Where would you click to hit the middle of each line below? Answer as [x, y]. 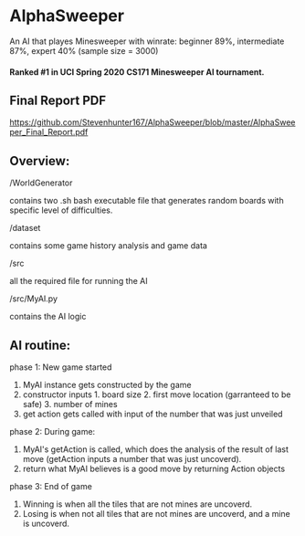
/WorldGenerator [41, 183]
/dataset [25, 228]
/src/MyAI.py [33, 299]
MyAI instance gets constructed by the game [107, 384]
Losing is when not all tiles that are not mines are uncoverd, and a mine [156, 513]
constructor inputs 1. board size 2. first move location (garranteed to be [157, 394]
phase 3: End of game [51, 486]
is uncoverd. [46, 523]
